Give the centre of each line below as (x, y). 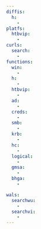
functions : (20, 62)
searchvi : (23, 212)
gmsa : (18, 167)
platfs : (16, 28)
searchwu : (23, 200)
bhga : (18, 179)
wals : (13, 195)
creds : (20, 112)
